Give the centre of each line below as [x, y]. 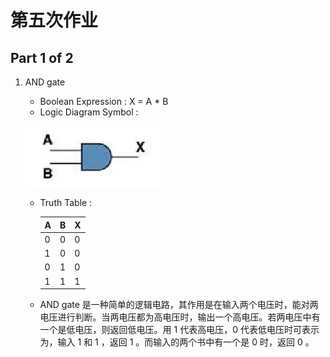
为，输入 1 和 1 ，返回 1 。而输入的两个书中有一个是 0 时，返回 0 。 [177, 342]
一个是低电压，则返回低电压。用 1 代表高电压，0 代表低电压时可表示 [179, 329]
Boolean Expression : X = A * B [104, 101]
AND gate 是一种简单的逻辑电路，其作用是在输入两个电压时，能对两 [179, 304]
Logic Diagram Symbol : [89, 112]
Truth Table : [66, 202]
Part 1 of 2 [42, 57]
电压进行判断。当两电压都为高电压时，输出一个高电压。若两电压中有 [180, 317]
